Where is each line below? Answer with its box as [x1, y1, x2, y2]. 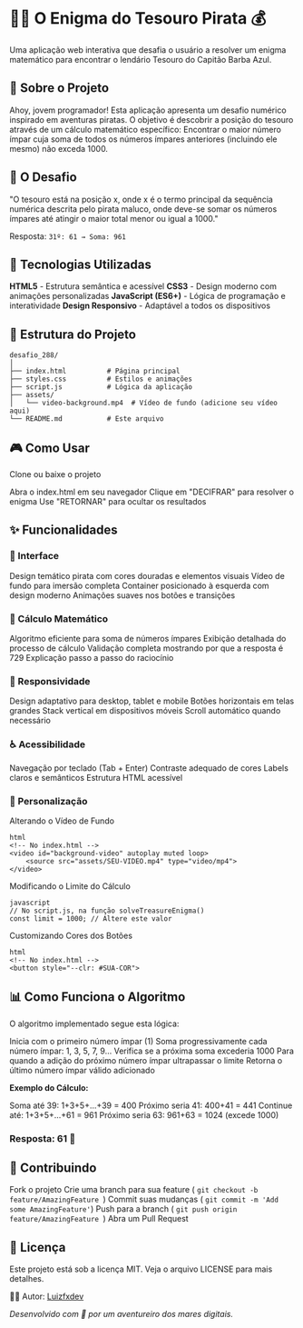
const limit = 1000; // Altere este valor [9, 914, 172, 924]
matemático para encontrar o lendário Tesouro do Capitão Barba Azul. [9, 54, 272, 65]
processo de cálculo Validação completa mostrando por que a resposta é [9, 643, 284, 654]
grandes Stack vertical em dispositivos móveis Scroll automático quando [9, 705, 281, 716]
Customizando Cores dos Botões [9, 930, 133, 941]
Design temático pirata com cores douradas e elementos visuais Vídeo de [9, 570, 286, 581]
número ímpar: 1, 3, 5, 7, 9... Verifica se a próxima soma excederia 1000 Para [9, 1045, 295, 1056]
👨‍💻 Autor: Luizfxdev [9, 1291, 84, 1302]
